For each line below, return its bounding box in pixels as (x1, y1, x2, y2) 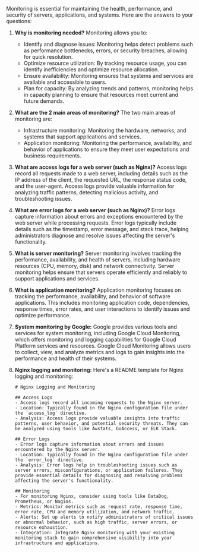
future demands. (23, 97, 65, 105)
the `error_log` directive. (14, 457, 84, 463)
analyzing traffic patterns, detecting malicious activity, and (14, 189, 159, 195)
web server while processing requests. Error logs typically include (14, 219, 177, 226)
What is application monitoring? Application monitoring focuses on (14, 286, 181, 294)
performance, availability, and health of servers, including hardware (14, 256, 181, 263)
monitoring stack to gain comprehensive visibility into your (14, 535, 172, 541)
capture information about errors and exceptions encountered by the (14, 213, 184, 220)
